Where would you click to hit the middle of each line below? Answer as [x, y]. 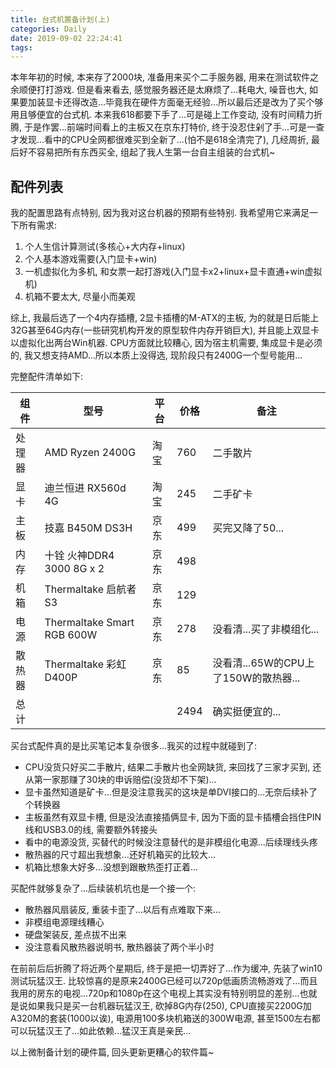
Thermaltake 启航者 [90, 589]
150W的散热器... [261, 678]
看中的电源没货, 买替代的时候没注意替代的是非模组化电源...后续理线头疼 [171, 842]
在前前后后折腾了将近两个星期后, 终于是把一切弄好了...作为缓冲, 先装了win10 [166, 968]
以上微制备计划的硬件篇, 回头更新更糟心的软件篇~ [112, 1052]
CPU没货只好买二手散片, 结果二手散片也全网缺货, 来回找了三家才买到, [167, 767]
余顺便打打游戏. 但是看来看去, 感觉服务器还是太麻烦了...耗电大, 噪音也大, [159, 90]
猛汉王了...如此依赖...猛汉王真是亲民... [114, 1031]
